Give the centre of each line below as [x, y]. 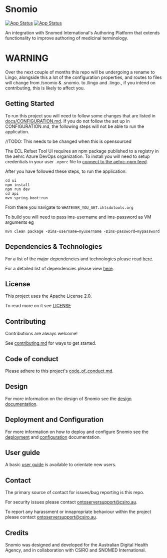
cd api [12, 193]
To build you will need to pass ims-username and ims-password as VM [78, 217]
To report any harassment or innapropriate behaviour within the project [78, 512]
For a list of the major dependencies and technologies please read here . [79, 259]
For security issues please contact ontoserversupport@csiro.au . [71, 502]
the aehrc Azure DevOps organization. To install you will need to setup [77, 156]
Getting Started [30, 104]
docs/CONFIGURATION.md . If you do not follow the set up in [67, 121]
